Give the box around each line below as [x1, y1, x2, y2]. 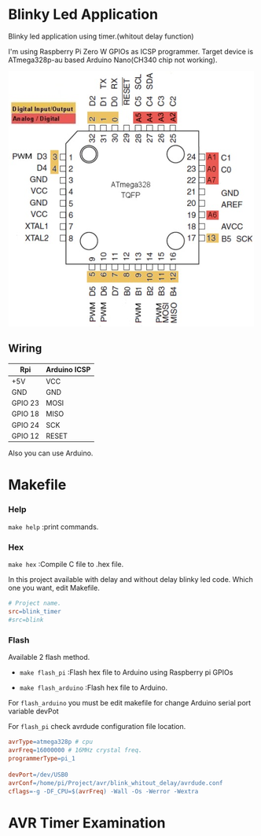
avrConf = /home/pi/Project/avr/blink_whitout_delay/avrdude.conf [8, 779, 223, 787]
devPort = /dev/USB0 [8, 771, 68, 779]
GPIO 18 [11, 409, 39, 418]
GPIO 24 [11, 420, 39, 429]
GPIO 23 [11, 399, 39, 407]
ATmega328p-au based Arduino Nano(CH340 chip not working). [8, 55, 218, 64]
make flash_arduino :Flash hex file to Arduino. [19, 683, 167, 692]
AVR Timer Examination [8, 814, 166, 832]
